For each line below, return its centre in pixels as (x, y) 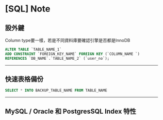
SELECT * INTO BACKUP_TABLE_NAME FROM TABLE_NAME (56, 91)
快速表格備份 (24, 79)
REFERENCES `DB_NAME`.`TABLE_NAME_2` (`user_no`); (57, 58)
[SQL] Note (28, 9)
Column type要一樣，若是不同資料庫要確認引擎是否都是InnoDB (68, 40)
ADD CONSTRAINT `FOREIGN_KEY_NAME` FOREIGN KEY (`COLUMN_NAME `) (72, 54)
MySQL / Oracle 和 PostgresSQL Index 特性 (71, 111)
